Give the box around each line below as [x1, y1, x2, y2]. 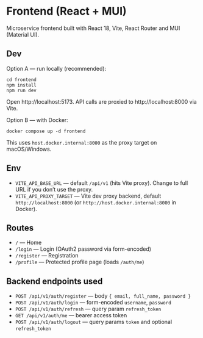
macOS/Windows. [6, 145, 52, 153]
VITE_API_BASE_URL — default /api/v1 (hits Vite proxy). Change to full [15, 179, 188, 187]
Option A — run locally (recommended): [6, 65, 107, 72]
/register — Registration [15, 252, 79, 259]
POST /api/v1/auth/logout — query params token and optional [15, 318, 173, 326]
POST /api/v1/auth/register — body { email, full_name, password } [15, 292, 191, 300]
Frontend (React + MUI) [6, 4, 127, 18]
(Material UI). [6, 31, 40, 38]
